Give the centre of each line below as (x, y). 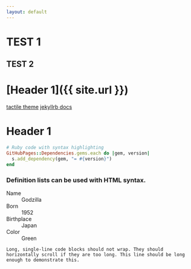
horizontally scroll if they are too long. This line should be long (96, 254)
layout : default (27, 12)
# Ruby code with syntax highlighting (55, 148)
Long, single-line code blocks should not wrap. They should (85, 249)
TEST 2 (20, 64)
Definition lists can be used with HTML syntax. (76, 180)
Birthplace (19, 219)
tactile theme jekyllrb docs (39, 107)
